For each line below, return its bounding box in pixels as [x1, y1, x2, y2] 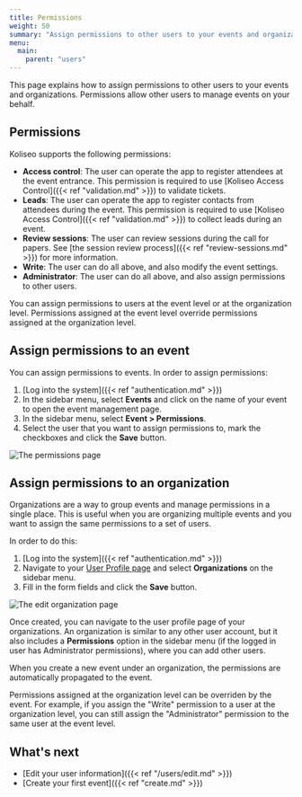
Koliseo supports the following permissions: [9, 148, 172, 159]
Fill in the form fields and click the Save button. [22, 581, 198, 593]
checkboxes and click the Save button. [22, 432, 167, 443]
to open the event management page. [22, 403, 162, 414]
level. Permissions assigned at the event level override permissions [9, 307, 258, 318]
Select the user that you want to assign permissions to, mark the [22, 422, 262, 433]
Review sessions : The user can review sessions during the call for [22, 233, 270, 244]
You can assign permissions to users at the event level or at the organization [9, 297, 292, 308]
